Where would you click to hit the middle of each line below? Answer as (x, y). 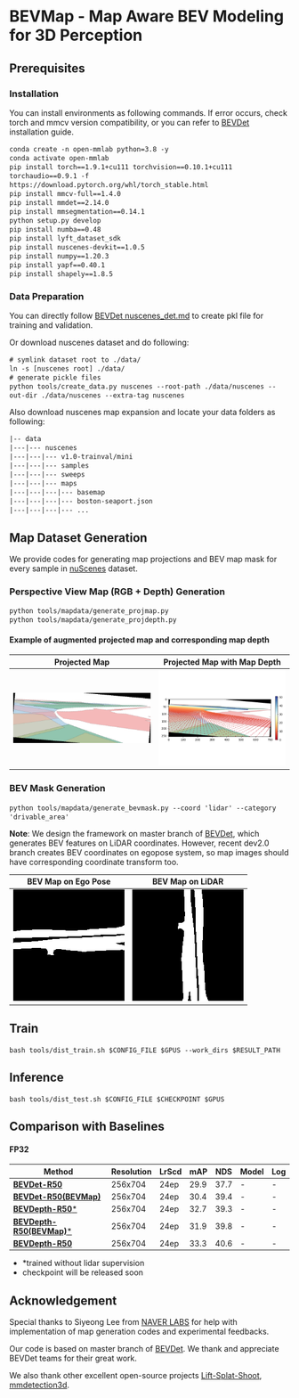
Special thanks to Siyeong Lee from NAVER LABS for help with (123, 1322)
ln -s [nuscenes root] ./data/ (67, 369)
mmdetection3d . (39, 1385)
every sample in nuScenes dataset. (73, 568)
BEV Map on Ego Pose (69, 882)
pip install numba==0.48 (55, 229)
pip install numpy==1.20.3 (59, 256)
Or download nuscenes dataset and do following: (99, 343)
